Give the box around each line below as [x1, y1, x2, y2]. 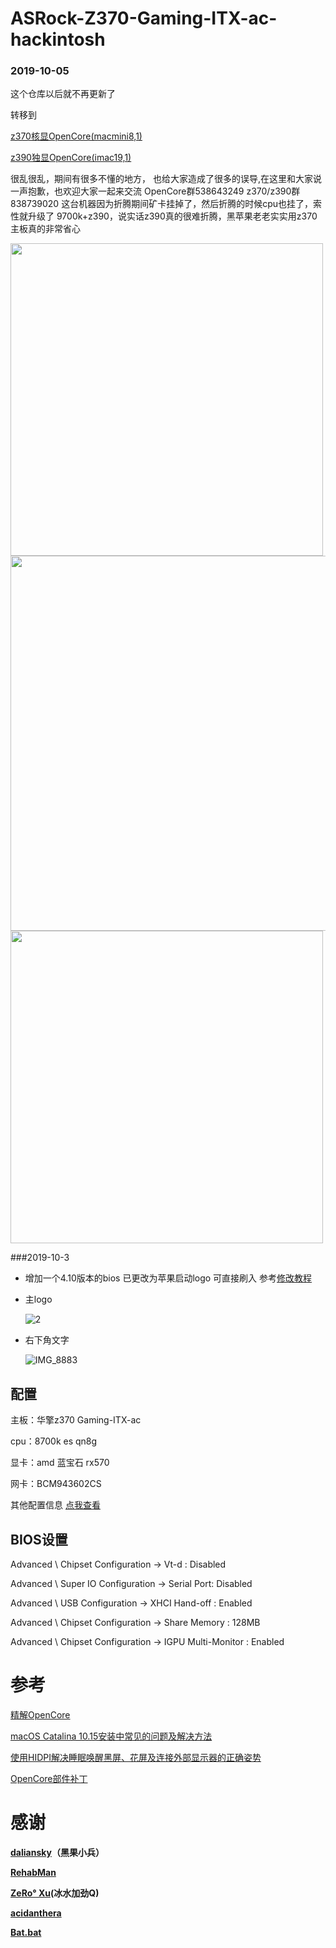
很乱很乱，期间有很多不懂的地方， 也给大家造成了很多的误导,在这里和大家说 [10, 173, 322, 185]
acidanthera [10, 1907, 62, 1919]
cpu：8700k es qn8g [10, 1435, 98, 1447]
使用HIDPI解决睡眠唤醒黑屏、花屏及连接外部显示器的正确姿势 [10, 1752, 262, 1764]
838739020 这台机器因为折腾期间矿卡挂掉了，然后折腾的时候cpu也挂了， [10, 198, 313, 210]
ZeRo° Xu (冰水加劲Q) [10, 1887, 100, 1899]
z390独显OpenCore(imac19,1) [10, 152, 132, 164]
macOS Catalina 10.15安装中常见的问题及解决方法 [10, 1730, 213, 1742]
